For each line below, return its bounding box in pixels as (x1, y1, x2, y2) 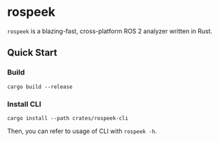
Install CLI (7, 99, 42, 109)
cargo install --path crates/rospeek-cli (7, 114, 129, 121)
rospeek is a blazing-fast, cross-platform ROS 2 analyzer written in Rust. (7, 27, 213, 35)
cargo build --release (7, 83, 73, 90)
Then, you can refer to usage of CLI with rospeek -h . (7, 127, 157, 135)
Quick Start (7, 47, 58, 59)
